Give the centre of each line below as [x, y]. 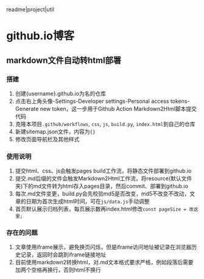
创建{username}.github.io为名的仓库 [61, 93]
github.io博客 [40, 36]
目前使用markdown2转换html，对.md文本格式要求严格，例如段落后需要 [104, 263]
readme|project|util [30, 9]
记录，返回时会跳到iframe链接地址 [63, 255]
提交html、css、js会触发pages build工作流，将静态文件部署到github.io [103, 171]
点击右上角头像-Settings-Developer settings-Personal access [92, 101]
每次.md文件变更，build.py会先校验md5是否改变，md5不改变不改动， [102, 194]
